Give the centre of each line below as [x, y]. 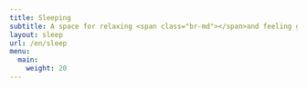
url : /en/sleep [38, 43]
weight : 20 [47, 69]
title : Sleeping [40, 18]
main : [28, 60]
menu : [20, 52]
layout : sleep [37, 34]
